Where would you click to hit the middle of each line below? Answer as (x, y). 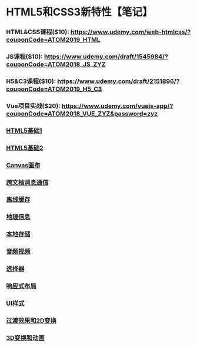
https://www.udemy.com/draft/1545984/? (106, 57)
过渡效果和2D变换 (31, 320)
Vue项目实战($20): (33, 105)
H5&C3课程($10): (31, 81)
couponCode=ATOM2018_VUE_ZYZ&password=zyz (82, 114)
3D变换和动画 (26, 338)
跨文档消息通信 (27, 182)
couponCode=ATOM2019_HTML (54, 40)
